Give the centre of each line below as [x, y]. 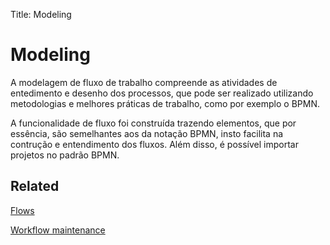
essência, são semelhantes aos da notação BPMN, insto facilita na [147, 133]
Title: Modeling [41, 14]
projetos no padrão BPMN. [65, 155]
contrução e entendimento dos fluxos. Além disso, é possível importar [154, 144]
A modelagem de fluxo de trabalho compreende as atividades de [144, 82]
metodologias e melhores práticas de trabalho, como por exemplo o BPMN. [165, 103]
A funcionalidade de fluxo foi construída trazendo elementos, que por [153, 123]
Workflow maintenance [58, 230]
